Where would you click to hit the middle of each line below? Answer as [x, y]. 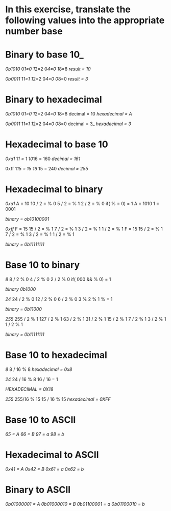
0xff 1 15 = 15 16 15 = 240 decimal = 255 [47, 169]
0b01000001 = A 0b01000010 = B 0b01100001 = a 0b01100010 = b [75, 504]
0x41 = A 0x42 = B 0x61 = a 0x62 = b [45, 469]
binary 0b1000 [21, 289]
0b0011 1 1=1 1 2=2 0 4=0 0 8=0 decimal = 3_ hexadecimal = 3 [68, 124]
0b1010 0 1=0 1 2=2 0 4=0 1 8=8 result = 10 [48, 69]
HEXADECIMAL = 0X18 [29, 389]
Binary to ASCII [38, 490]
